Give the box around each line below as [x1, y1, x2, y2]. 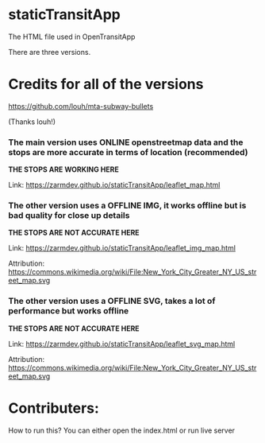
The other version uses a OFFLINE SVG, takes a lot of [8, 296, 216, 307]
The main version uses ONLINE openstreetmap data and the [8, 137, 244, 148]
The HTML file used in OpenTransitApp [8, 32, 136, 41]
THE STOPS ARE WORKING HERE [8, 165, 119, 174]
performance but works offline [8, 305, 129, 317]
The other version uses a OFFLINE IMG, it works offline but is [8, 200, 247, 212]
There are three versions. [8, 47, 91, 56]
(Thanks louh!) [8, 117, 56, 126]
